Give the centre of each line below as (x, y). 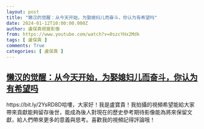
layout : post (23, 12)
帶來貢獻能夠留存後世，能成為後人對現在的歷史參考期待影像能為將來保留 (97, 112)
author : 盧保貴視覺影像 (33, 29)
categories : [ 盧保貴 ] (35, 51)
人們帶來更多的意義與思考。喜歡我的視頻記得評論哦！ (89, 119)
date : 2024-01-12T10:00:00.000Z (47, 23)
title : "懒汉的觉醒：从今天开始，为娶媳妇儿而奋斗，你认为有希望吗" (82, 18)
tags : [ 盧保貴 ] (27, 40)
